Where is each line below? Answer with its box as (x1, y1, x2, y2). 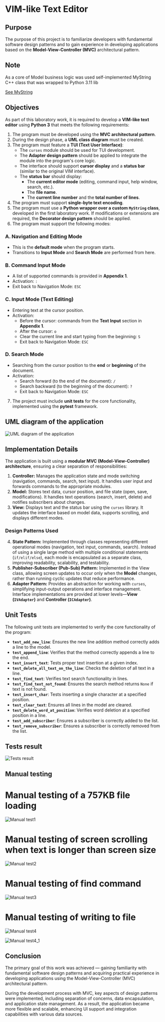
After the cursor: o (19, 328, 57, 334)
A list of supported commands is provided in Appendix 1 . (12, 273, 128, 279)
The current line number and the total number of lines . (27, 194, 140, 200)
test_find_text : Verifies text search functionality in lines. (12, 675, 129, 681)
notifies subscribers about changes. (12, 499, 86, 505)
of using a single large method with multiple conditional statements (12, 549, 149, 555)
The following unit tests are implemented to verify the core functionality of (5, 624, 156, 630)
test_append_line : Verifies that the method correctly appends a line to (12, 649, 155, 655)
